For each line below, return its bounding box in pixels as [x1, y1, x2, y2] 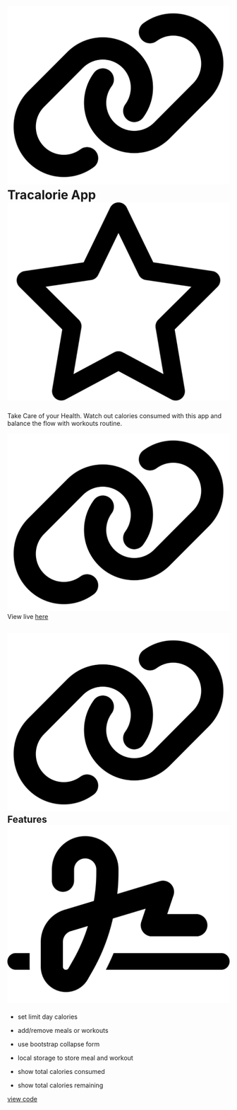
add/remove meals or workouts [17, 1027, 109, 1035]
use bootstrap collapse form [17, 1040, 100, 1048]
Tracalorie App [7, 187, 97, 203]
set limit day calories [17, 1012, 78, 1021]
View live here [7, 613, 49, 621]
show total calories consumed [17, 1068, 106, 1076]
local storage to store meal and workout [17, 1053, 134, 1063]
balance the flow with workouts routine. [7, 419, 122, 427]
